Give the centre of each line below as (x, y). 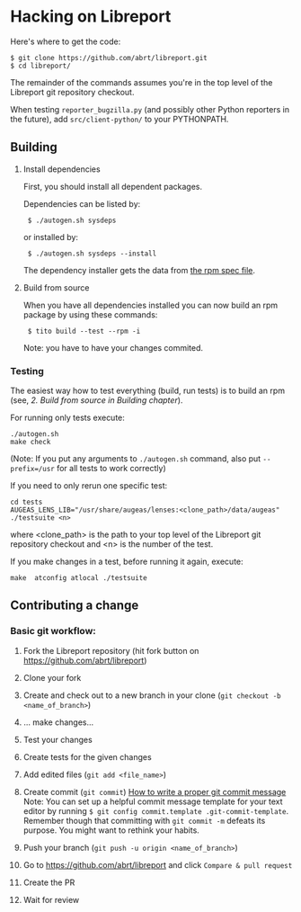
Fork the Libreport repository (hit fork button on (111, 650)
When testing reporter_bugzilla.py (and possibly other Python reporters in (150, 109)
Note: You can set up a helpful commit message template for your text (153, 801)
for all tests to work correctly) (111, 469)
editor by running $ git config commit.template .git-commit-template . (156, 810)
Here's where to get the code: (66, 41)
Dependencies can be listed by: (82, 203)
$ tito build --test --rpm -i (84, 331)
